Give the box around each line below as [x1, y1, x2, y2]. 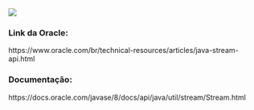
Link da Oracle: [8, 27, 68, 39]
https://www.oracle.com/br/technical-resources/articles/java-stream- [8, 46, 239, 55]
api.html [8, 54, 35, 63]
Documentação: [8, 74, 72, 85]
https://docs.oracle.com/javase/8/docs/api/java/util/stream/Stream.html [8, 92, 247, 102]
